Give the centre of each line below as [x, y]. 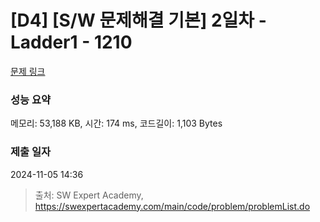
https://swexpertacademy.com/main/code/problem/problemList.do [172, 206]
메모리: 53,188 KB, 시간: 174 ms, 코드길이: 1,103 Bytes [116, 123]
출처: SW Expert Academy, [89, 195]
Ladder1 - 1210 [71, 42]
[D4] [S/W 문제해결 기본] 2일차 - [138, 20]
